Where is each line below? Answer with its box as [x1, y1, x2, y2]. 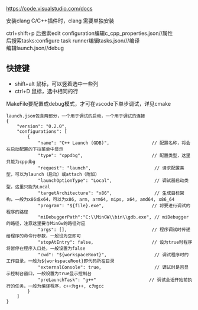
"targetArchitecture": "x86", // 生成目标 [37, 190, 180, 196]
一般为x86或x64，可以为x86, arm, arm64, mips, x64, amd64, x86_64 [14, 196, 175, 203]
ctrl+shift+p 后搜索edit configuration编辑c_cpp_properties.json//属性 [6, 30, 173, 37]
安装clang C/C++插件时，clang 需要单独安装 [6, 17, 115, 24]
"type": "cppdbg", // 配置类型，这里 [37, 152, 191, 158]
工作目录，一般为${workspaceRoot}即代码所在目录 [6, 258, 115, 264]
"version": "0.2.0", [17, 123, 67, 129]
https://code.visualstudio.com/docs [6, 5, 93, 12]
